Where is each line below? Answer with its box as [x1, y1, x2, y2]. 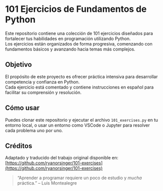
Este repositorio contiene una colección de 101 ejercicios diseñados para [5, 30, 153, 36]
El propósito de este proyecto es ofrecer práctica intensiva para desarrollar [5, 73, 158, 80]
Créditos [5, 142, 33, 150]
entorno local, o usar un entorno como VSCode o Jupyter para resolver [5, 122, 150, 128]
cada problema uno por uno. [5, 127, 63, 133]
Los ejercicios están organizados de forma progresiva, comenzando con [5, 41, 153, 47]
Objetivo [5, 60, 32, 69]
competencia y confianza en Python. [5, 79, 80, 85]
